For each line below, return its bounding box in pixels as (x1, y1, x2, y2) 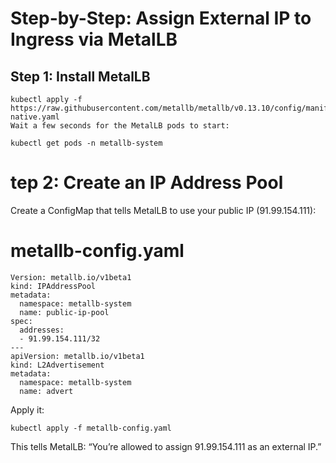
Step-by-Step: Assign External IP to (10, 7, 312, 30)
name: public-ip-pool (19, 307, 110, 317)
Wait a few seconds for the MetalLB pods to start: (10, 121, 230, 131)
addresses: (19, 325, 65, 335)
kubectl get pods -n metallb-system (10, 138, 163, 148)
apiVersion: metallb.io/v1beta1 (10, 351, 145, 361)
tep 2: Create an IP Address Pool (10, 172, 284, 194)
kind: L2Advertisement (10, 360, 105, 370)
